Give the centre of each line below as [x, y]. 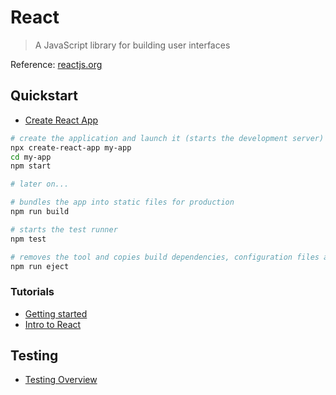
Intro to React [53, 324]
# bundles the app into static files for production [122, 202]
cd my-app [31, 157]
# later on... [40, 184]
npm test [28, 239]
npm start [31, 166]
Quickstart [44, 96]
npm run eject [40, 266]
